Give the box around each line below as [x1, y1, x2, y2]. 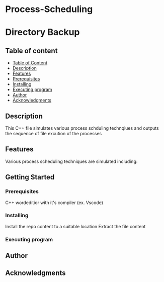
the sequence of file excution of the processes [5, 131, 102, 136]
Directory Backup [5, 27, 80, 38]
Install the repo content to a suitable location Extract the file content [5, 223, 146, 229]
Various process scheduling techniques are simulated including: [5, 158, 138, 164]
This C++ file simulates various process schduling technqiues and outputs [5, 125, 159, 131]
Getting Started [5, 173, 55, 181]
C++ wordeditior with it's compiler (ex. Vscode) [5, 200, 104, 206]
